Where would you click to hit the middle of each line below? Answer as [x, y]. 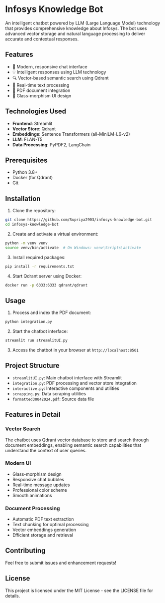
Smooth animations [32, 495]
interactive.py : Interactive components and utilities [66, 388]
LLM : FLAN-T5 [27, 139]
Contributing [25, 551]
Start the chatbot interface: [40, 331]
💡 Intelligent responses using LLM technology [59, 72]
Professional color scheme [40, 490]
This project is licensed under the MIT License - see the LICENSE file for [79, 591]
